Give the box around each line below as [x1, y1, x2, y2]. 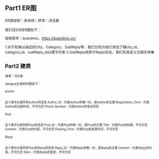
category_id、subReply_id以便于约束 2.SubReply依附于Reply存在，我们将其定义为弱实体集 [5, 50, 155, 55]
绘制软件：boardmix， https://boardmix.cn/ [5, 36, 76, 41]
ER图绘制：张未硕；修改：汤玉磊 [5, 18, 59, 23]
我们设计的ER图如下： [5, 28, 42, 32]
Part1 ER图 [5, 4, 37, 13]
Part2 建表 [5, 62, 31, 70]
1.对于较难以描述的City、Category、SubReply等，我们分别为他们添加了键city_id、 [5, 45, 141, 50]
